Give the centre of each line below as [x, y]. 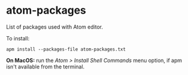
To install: [18, 38]
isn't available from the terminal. [45, 67]
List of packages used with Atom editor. [55, 27]
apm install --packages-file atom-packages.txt [66, 49]
